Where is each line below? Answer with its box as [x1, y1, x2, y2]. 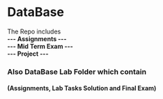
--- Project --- [7, 49, 49, 58]
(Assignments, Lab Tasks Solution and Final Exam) [7, 84, 157, 93]
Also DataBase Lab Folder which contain [7, 67, 147, 77]
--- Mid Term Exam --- [7, 42, 73, 50]
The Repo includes [7, 27, 61, 36]
